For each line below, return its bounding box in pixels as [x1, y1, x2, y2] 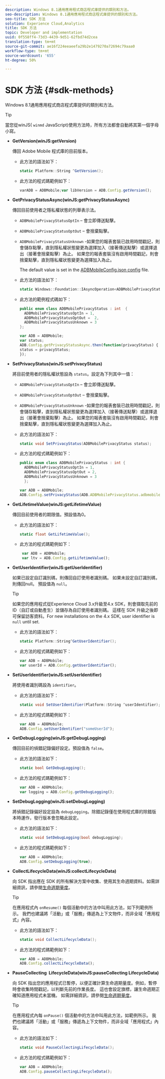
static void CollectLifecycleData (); [19, 937, 97, 942]
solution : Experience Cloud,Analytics [5, 21, 84, 26]
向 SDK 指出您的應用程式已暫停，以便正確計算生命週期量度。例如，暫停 [12, 980, 157, 986]
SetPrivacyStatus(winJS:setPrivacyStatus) [12, 360, 102, 366]
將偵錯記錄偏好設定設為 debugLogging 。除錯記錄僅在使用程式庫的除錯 [12, 809, 152, 815]
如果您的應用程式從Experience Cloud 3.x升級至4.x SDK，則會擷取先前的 [12, 601, 158, 607]
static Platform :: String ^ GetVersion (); [19, 169, 104, 174]
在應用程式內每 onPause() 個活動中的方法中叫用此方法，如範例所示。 [12, 1012, 151, 1018]
